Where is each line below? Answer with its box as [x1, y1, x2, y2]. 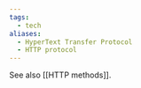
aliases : [9, 29, 42, 38]
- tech [17, 21, 42, 30]
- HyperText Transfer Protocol [17, 37, 133, 47]
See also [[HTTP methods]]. [9, 70, 112, 80]
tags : [9, 12, 29, 22]
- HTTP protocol [17, 46, 77, 55]
